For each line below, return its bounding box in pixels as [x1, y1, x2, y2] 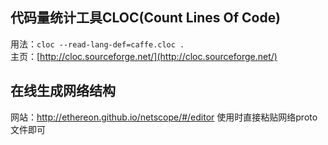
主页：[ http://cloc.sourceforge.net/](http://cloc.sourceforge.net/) [10, 50, 278, 62]
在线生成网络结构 [10, 83, 116, 100]
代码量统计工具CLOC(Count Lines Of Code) [10, 9, 281, 27]
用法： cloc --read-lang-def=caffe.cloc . [10, 38, 185, 50]
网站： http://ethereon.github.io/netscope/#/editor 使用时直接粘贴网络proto [10, 111, 318, 123]
